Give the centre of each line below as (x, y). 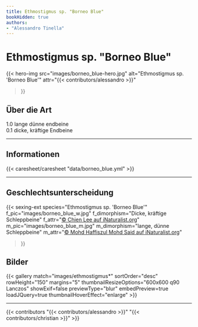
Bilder (17, 262)
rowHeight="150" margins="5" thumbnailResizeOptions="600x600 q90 (93, 282)
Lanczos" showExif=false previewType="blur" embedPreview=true (88, 289)
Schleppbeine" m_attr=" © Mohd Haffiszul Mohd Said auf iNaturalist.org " (94, 232)
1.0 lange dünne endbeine (37, 124)
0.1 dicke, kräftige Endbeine (39, 130)
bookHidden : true (27, 17)
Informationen (33, 154)
